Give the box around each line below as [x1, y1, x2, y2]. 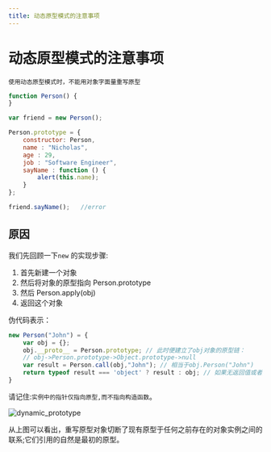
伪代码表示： [8, 315, 51, 324]
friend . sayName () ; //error [8, 203, 106, 211]
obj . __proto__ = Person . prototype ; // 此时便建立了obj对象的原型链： [23, 346, 246, 354]
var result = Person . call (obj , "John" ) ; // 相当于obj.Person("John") [23, 361, 254, 370]
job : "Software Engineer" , [23, 158, 117, 166]
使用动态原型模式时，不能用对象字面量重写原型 [8, 77, 141, 86]
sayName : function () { [23, 166, 106, 174]
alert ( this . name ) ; [37, 174, 99, 182]
